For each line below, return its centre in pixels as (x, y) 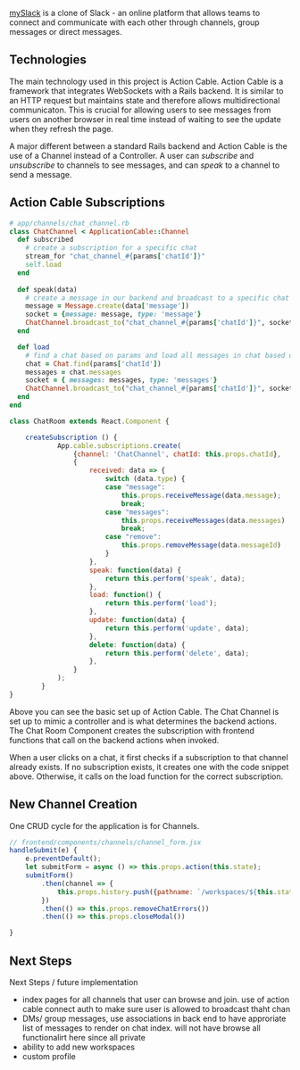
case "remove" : (133, 537)
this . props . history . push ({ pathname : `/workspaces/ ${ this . (167, 892)
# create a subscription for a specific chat (112, 248)
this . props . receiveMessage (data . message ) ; (201, 495)
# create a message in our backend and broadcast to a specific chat (158, 298)
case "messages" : (137, 512)
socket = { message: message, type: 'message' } (113, 315)
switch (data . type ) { (145, 479)
